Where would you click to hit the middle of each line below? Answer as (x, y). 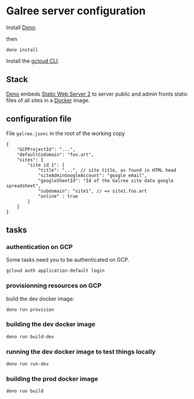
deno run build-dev (30, 337)
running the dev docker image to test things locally (81, 351)
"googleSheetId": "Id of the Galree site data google (106, 180)
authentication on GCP (39, 247)
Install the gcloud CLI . (33, 61)
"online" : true (58, 196)
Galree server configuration (76, 11)
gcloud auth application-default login (55, 271)
